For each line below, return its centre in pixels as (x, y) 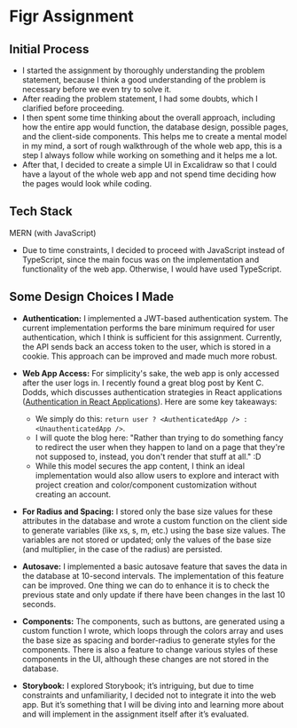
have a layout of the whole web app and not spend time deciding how (149, 174)
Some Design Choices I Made (92, 297)
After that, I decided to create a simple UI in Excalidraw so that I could (149, 165)
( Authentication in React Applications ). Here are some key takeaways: (149, 401)
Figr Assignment (72, 16)
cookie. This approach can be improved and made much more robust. (149, 356)
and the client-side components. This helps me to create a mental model (154, 136)
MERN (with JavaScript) (53, 233)
